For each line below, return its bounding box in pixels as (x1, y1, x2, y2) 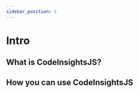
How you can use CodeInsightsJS (6, 77, 134, 87)
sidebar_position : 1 (6, 8, 58, 15)
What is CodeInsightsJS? (6, 57, 102, 68)
